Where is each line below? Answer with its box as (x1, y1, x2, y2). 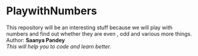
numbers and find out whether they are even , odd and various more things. (6, 30, 192, 37)
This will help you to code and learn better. (6, 43, 112, 50)
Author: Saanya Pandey (6, 36, 66, 43)
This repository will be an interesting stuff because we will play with (6, 24, 173, 31)
